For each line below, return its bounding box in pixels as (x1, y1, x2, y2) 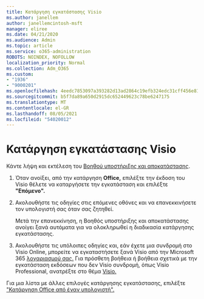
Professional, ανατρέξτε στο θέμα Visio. (15, 268, 117, 275)
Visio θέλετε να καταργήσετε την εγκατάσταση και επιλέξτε (15, 180, 168, 188)
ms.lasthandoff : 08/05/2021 (6, 111, 78, 117)
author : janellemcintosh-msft (6, 20, 83, 26)
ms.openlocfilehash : (6, 88, 59, 94)
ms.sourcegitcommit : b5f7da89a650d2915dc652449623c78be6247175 (6, 94, 170, 100)
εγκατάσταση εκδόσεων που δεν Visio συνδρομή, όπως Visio (15, 261, 169, 269)
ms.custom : (6, 71, 34, 77)
